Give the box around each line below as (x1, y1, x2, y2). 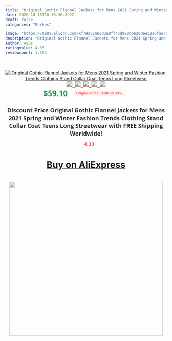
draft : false (5, 17, 33, 22)
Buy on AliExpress (46, 159, 126, 171)
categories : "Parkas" (5, 22, 52, 27)
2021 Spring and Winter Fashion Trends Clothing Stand (8, 113, 164, 122)
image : (5, 31, 19, 36)
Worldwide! (70, 129, 102, 138)
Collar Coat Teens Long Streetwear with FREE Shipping (9, 121, 163, 130)
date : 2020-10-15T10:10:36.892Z (5, 12, 74, 17)
